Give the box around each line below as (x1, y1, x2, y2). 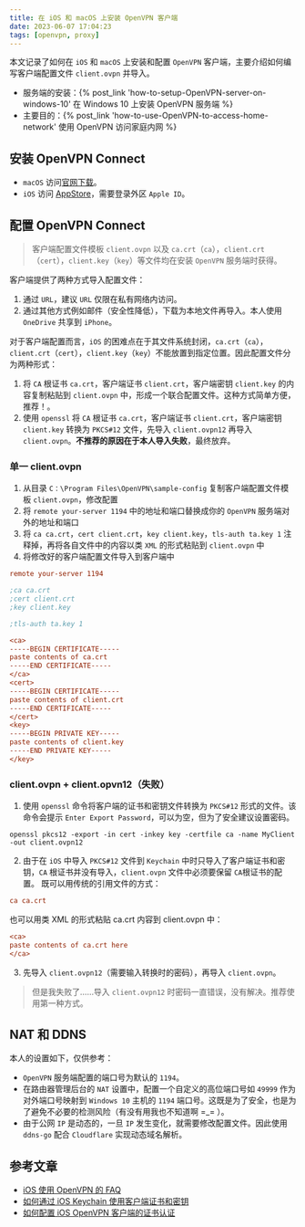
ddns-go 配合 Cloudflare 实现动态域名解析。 (22, 1129, 188, 1140)
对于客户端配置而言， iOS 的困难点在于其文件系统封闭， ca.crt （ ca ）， (9, 336, 269, 347)
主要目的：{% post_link (22, 110, 110, 121)
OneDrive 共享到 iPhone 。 (22, 317, 117, 327)
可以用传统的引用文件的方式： (48, 878, 161, 889)
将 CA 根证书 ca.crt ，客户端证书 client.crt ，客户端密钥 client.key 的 (22, 378, 287, 389)
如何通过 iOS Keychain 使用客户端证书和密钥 (22, 1196, 189, 1207)
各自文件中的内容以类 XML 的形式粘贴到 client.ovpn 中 (62, 540, 265, 551)
